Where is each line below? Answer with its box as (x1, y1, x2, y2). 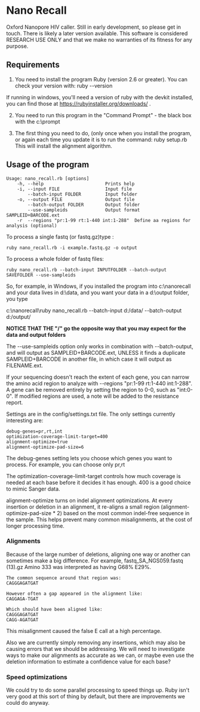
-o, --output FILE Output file (17, 196, 135, 202)
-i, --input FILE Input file (17, 186, 133, 192)
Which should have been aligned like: (6, 606, 103, 612)
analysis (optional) (6, 223, 58, 229)
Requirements (6, 60, 60, 70)
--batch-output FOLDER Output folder (27, 202, 140, 208)
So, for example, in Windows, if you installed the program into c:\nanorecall (6, 282, 191, 290)
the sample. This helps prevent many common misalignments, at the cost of (6, 516, 193, 523)
